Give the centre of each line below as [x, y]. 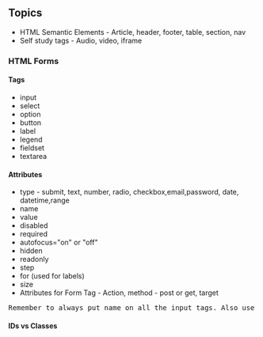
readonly [34, 259]
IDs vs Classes [33, 326]
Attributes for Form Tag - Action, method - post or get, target [119, 293]
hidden [31, 251]
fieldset [32, 148]
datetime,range [44, 200]
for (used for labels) [52, 276]
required [34, 234]
